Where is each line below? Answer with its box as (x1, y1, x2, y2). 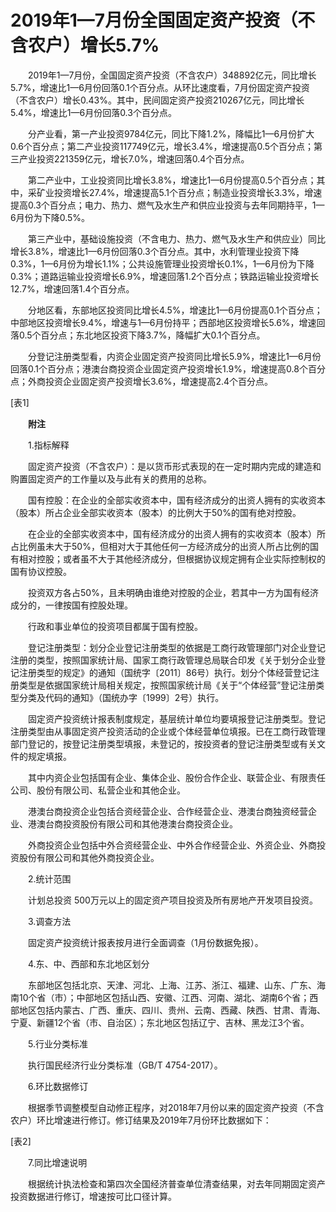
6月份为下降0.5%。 (10, 211, 91, 223)
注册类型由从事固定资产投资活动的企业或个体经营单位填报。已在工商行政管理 (10, 725, 326, 737)
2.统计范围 (27, 872, 72, 885)
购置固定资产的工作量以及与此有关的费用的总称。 (10, 472, 212, 485)
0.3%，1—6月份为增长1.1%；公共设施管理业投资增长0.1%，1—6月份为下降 (10, 257, 315, 270)
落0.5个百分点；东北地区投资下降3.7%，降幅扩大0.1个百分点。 (10, 329, 266, 341)
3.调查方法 (27, 915, 72, 927)
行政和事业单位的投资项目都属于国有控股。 (27, 620, 203, 632)
